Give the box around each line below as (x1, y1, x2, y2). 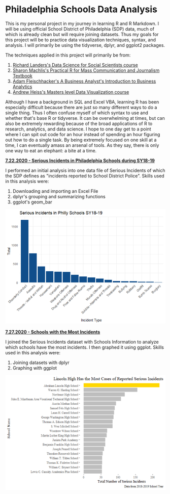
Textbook (12, 72, 33, 79)
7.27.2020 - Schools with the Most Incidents (5, 329, 100, 335)
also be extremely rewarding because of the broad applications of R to (5, 120, 153, 126)
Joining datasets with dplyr (12, 359, 70, 366)
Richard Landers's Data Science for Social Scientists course (12, 62, 138, 68)
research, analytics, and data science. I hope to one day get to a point (5, 126, 151, 132)
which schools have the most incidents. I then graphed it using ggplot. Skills (5, 344, 164, 350)
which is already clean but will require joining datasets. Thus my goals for (5, 31, 159, 37)
